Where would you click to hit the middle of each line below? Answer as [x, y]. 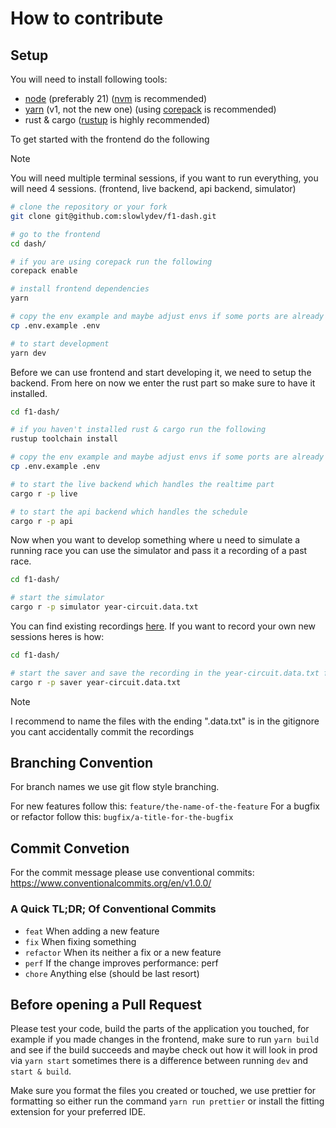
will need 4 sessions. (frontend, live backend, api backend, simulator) [153, 188]
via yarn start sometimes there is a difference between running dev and [159, 1061]
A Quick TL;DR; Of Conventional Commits [113, 909]
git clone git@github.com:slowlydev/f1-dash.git [113, 216]
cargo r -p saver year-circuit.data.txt [96, 682]
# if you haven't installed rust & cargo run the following [138, 430]
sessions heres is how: [57, 636]
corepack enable [44, 271]
